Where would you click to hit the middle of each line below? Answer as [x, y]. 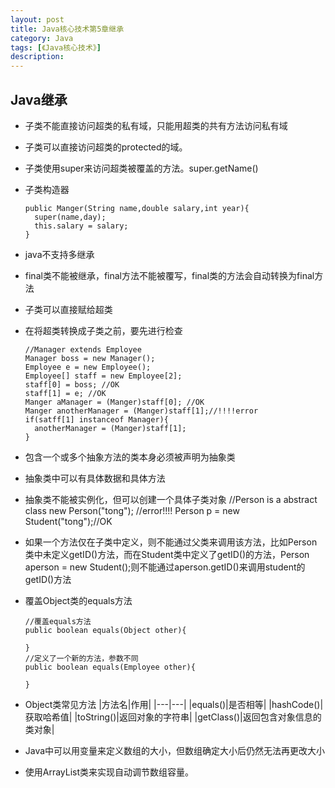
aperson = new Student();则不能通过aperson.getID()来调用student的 [165, 567]
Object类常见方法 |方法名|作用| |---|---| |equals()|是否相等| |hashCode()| [174, 704]
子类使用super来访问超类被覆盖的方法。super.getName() [141, 168]
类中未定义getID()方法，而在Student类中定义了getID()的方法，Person [167, 554]
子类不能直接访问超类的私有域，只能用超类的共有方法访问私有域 [156, 125]
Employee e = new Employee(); [88, 367]
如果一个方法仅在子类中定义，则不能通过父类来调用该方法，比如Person [171, 542]
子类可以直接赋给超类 [68, 309]
